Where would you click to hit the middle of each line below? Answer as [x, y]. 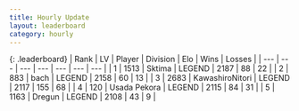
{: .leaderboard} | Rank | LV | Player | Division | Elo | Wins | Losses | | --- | [144, 59]
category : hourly [42, 34]
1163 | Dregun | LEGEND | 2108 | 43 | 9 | [83, 97]
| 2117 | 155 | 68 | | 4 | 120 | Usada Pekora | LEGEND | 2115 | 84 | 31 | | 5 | [142, 87]
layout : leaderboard [48, 26]
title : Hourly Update [50, 17]
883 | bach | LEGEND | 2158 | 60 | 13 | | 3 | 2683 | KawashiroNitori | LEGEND [149, 78]
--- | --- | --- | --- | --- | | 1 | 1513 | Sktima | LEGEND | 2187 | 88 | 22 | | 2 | [154, 68]
